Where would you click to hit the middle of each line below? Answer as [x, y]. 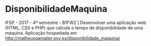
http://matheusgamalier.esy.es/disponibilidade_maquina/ [63, 38]
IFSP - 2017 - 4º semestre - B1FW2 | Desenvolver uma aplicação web [76, 23]
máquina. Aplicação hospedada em [41, 33]
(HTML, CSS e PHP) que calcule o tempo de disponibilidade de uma [74, 27]
